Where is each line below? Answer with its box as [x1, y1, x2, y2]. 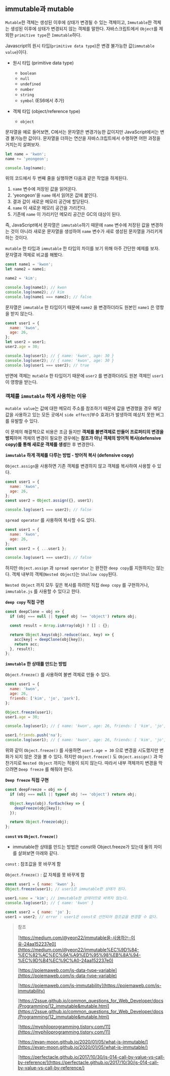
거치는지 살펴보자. [5, 141, 41, 147]
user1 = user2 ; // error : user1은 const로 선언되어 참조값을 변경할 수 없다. [5, 914, 158, 919]
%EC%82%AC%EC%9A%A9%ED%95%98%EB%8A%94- [17, 952, 141, 958]
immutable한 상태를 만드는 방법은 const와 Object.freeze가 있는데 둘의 [12, 844, 153, 850]
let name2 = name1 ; [5, 266, 47, 272]
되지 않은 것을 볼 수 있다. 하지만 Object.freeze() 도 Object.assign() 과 [14, 754, 158, 760]
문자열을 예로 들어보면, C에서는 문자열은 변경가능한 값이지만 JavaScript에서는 [5, 129, 159, 135]
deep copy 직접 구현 [5, 599, 45, 605]
